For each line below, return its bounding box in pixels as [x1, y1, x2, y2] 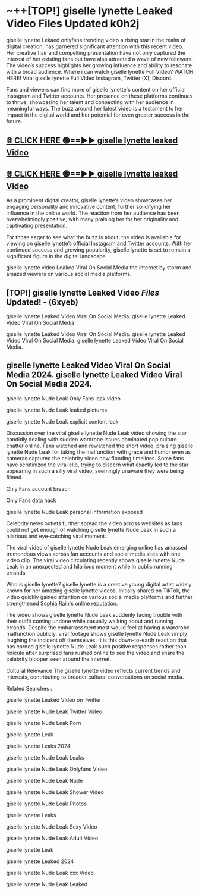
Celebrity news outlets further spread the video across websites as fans [6, 519, 182, 527]
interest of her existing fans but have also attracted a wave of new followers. [6, 55, 194, 62]
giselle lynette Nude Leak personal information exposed [6, 508, 143, 515]
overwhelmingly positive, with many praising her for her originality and [6, 216, 179, 223]
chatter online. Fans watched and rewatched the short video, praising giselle [6, 442, 194, 449]
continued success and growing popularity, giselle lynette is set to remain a [6, 246, 191, 253]
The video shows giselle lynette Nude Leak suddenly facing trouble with [6, 611, 183, 618]
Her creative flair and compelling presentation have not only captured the [6, 49, 186, 56]
